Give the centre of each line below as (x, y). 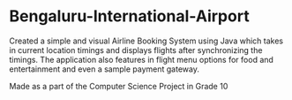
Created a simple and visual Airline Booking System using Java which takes (146, 41)
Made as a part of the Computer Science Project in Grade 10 (119, 86)
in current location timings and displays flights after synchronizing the (136, 50)
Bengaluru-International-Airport (129, 16)
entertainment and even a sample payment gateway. (105, 69)
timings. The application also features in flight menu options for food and (141, 59)
